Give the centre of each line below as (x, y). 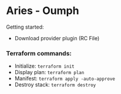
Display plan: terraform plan (49, 72)
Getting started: (25, 27)
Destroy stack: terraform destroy (55, 85)
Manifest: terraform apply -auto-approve (65, 79)
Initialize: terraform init (44, 66)
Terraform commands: (39, 53)
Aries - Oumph (43, 11)
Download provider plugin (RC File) (57, 38)
